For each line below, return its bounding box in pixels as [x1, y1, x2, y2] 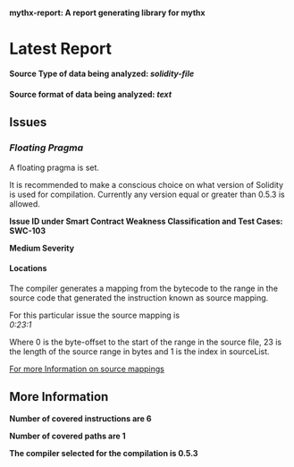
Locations [9, 263, 47, 274]
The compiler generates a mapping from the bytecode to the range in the [9, 283, 279, 293]
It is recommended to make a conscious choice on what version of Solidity [9, 179, 284, 190]
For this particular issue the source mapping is [9, 310, 181, 320]
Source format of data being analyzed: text [9, 89, 172, 99]
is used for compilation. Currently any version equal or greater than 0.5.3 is [9, 189, 285, 200]
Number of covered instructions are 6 [9, 412, 152, 424]
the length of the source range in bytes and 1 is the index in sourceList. [9, 345, 270, 357]
